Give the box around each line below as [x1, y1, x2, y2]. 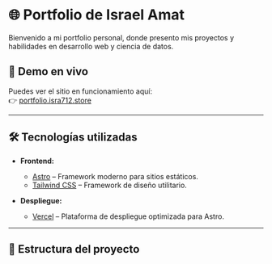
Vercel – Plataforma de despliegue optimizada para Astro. [32, 212, 225, 221]
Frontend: [19, 156, 54, 166]
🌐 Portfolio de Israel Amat [8, 6, 185, 24]
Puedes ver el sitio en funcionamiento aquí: [8, 86, 152, 96]
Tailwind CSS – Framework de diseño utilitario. [32, 180, 188, 190]
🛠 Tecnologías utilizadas [8, 131, 138, 145]
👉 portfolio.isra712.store [8, 95, 91, 105]
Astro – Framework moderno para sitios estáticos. [32, 171, 198, 181]
